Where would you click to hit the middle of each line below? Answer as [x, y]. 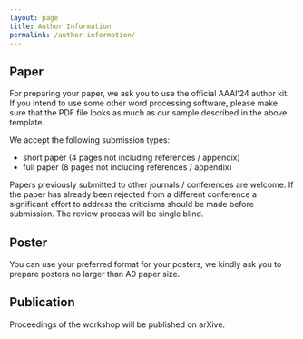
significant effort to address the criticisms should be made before [132, 204]
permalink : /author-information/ [73, 35]
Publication [42, 302]
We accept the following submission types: [90, 140]
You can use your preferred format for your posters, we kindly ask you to [146, 264]
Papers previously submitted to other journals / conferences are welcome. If [151, 185]
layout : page [34, 18]
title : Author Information [60, 26]
